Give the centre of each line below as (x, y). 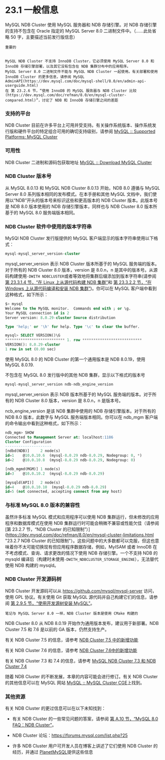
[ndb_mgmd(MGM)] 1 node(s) (33, 469)
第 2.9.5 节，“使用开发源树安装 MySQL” (50, 603)
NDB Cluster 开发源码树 (33, 579)
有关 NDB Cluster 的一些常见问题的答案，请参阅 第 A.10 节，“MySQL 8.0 (85, 719)
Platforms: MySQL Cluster (31, 137)
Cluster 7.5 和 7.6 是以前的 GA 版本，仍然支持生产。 (57, 629)
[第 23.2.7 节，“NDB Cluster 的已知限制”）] (48, 529)
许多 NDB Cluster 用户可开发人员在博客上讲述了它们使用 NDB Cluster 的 (85, 746)
